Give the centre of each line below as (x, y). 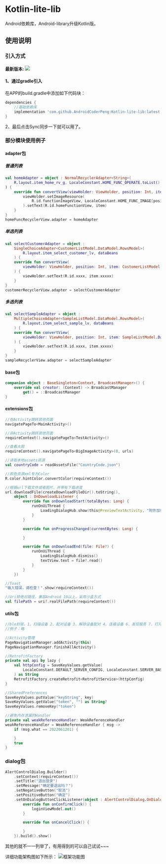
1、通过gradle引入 (24, 81)
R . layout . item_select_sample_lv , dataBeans (68, 323)
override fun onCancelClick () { (56, 823)
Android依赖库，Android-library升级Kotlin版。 (52, 23)
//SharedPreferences (26, 693)
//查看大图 (15, 447)
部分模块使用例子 (25, 141)
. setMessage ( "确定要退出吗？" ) (43, 786)
